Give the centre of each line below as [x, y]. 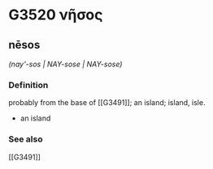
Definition [28, 85]
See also [26, 139]
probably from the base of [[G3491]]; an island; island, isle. [107, 103]
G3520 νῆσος [56, 15]
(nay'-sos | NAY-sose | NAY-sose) [65, 64]
